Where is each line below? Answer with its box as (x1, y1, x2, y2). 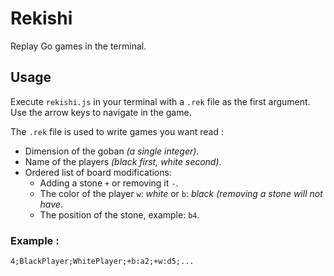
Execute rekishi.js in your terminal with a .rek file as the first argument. (10, 95, 311, 107)
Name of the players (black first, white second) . (24, 155, 222, 167)
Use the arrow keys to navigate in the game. (10, 106, 192, 118)
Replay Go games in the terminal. (10, 40, 147, 52)
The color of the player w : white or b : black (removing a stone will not (39, 187, 323, 199)
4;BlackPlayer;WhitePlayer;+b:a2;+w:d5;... (10, 257, 195, 267)
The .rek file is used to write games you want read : (10, 125, 224, 137)
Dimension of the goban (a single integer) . (24, 145, 200, 157)
